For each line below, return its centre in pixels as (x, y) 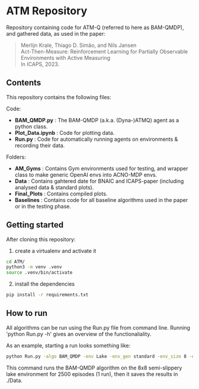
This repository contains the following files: (59, 97)
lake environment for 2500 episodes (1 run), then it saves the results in (92, 374)
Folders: (16, 157)
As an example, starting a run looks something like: (68, 345)
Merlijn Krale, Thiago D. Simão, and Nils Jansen (78, 45)
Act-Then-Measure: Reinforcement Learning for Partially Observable (104, 51)
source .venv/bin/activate (39, 273)
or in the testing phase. (43, 206)
